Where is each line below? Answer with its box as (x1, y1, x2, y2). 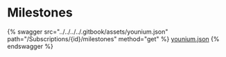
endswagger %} (7, 42, 53, 50)
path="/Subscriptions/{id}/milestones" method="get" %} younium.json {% (7, 34, 220, 43)
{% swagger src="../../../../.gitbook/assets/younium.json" (7, 27, 168, 36)
